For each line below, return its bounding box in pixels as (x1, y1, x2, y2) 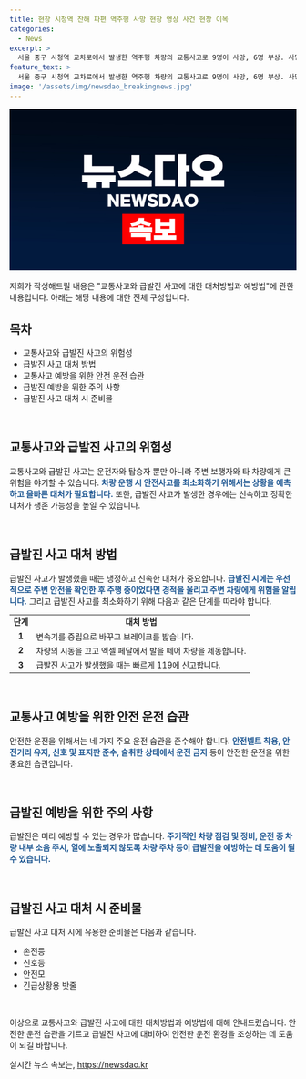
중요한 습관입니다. (9, 758, 74, 769)
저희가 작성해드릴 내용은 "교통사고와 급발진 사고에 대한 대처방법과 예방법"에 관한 (9, 281, 294, 292)
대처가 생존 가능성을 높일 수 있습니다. (9, 500, 141, 511)
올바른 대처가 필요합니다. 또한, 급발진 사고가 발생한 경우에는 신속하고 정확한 (25, 488, 293, 499)
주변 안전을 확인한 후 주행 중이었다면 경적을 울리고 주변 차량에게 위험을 (33, 584, 280, 595)
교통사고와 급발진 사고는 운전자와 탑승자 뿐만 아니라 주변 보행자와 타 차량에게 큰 (9, 465, 291, 476)
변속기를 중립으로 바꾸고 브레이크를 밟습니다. (36, 630, 194, 642)
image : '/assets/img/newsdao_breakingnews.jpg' (9, 82, 194, 91)
